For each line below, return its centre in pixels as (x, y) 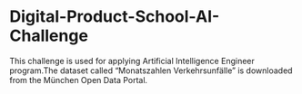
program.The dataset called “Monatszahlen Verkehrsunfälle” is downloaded (151, 70)
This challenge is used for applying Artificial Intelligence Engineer (132, 61)
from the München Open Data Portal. (79, 80)
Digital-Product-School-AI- (115, 17)
